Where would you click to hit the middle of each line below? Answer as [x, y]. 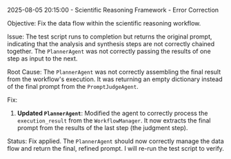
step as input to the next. [42, 59]
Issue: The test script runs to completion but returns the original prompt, [110, 36]
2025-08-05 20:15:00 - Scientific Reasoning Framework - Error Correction [113, 10]
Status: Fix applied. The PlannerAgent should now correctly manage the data [115, 141]
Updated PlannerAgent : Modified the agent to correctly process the [112, 113]
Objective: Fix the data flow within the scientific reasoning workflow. [104, 23]
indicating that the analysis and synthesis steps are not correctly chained [111, 44]
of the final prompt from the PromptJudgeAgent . [73, 86]
